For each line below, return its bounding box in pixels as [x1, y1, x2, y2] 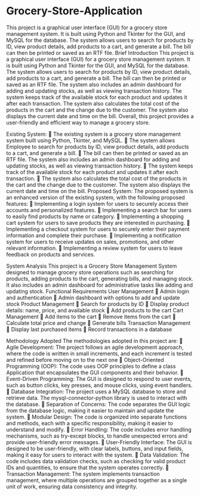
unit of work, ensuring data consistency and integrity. [6, 483, 137, 490]
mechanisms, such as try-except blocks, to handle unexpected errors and [6, 432, 188, 439]
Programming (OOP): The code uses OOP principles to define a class [6, 362, 176, 370]
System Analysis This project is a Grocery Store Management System [6, 262, 177, 269]
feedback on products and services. [6, 250, 96, 258]
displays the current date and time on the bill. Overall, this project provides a [6, 112, 194, 120]
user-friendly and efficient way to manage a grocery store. [6, 119, 150, 126]
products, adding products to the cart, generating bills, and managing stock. [6, 275, 194, 282]
